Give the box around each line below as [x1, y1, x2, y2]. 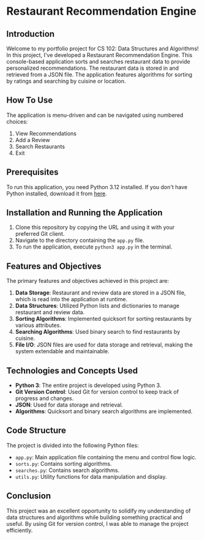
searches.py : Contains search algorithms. [15, 467, 120, 474]
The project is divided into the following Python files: [6, 441, 139, 449]
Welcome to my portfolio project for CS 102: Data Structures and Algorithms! [6, 45, 199, 52]
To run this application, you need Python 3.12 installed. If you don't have [6, 183, 188, 190]
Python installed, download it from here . [6, 190, 107, 197]
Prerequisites [6, 167, 59, 178]
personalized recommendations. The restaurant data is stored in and [6, 64, 179, 72]
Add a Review [15, 136, 50, 143]
